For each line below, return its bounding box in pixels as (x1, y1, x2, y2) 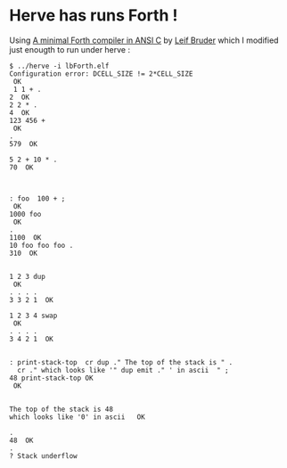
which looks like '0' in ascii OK (9, 412, 145, 422)
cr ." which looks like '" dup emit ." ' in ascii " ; (17, 365, 229, 374)
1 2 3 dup (9, 272, 46, 281)
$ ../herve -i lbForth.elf (9, 62, 110, 70)
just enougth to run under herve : (9, 44, 131, 54)
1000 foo (9, 209, 42, 218)
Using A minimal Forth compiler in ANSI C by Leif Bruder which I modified (9, 35, 279, 45)
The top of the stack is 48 (9, 405, 114, 414)
